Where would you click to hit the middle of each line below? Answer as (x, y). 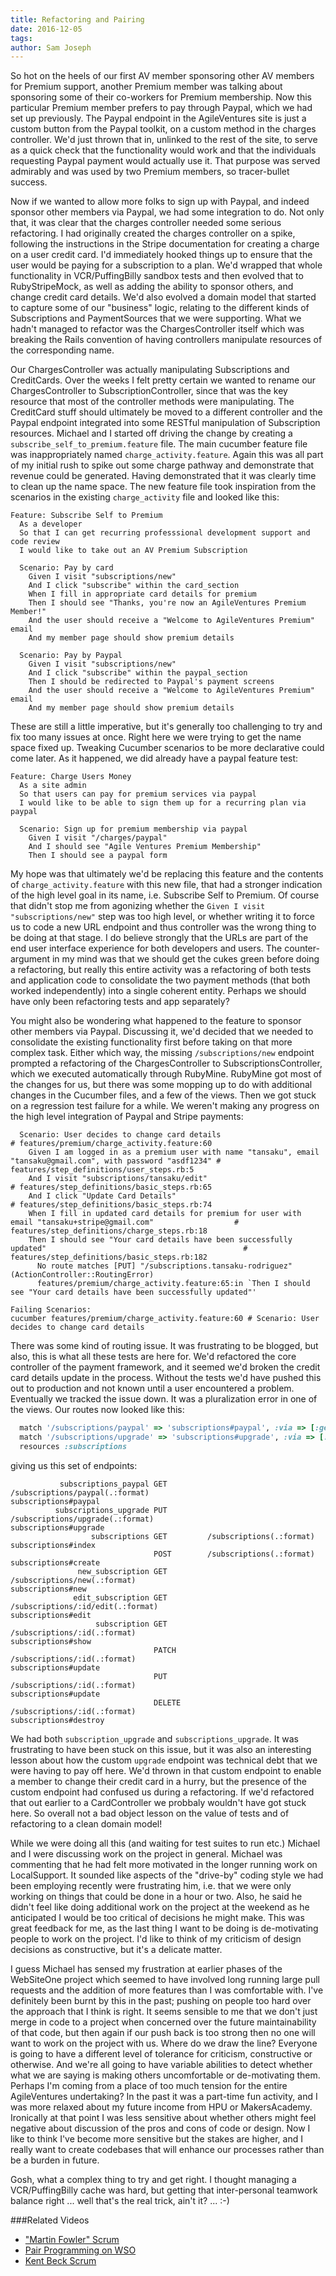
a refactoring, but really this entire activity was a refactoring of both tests (161, 970)
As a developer (51, 524)
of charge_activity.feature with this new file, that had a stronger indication (166, 885)
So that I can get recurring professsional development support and (165, 533)
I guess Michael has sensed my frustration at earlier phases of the (146, 1968)
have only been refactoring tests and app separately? (120, 1002)
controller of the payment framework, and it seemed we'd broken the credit (165, 1367)
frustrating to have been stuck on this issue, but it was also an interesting (161, 1749)
